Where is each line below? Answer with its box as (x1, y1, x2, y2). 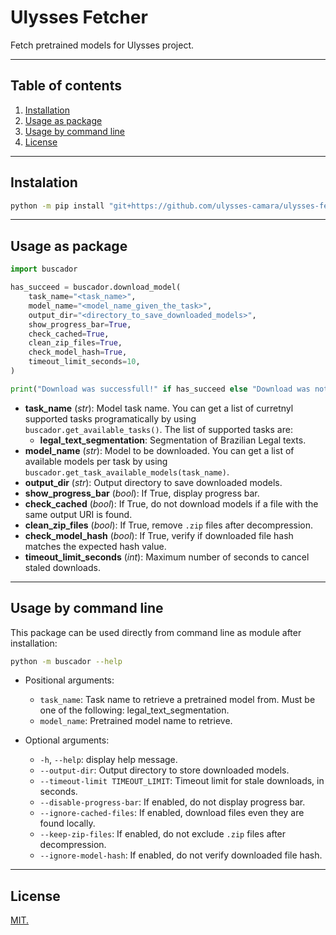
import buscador (10, 264, 78, 275)
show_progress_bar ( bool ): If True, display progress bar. (24, 487, 260, 499)
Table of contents (10, 77, 122, 95)
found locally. (39, 817, 96, 830)
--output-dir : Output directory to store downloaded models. (39, 764, 290, 776)
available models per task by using (24, 455, 168, 467)
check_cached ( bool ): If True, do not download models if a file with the (24, 497, 319, 510)
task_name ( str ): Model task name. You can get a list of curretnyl (24, 402, 294, 414)
